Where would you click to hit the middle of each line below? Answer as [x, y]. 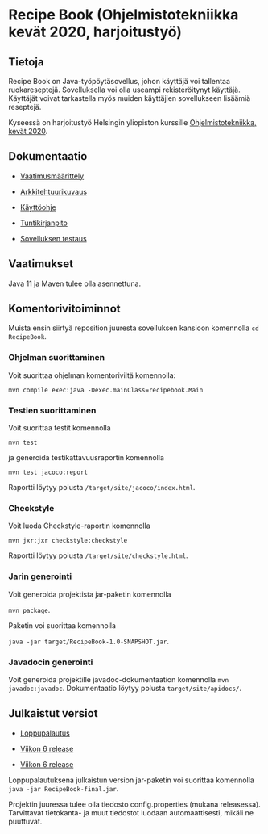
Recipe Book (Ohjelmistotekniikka [124, 15]
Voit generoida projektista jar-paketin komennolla [90, 594]
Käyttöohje [38, 207]
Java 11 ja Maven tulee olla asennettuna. [75, 283]
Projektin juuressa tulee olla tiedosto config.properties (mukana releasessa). [135, 804]
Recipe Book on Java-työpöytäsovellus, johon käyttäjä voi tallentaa [120, 81]
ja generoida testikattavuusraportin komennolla [87, 458]
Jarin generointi [40, 576]
